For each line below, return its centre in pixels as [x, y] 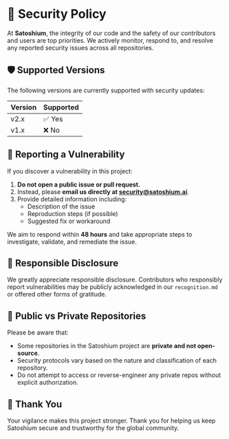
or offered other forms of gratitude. [57, 295]
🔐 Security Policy [57, 14]
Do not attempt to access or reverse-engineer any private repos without [119, 375]
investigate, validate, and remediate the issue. [72, 242]
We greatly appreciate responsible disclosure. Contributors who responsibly [115, 280]
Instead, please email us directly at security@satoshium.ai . [103, 191]
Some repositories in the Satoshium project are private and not [107, 346]
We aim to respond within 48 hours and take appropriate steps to [100, 234]
